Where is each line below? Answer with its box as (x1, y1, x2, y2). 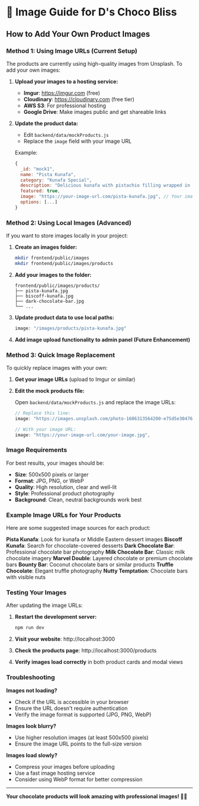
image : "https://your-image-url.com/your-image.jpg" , (14, 432, 150, 438)
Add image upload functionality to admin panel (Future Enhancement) (14, 336, 191, 343)
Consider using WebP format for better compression (14, 776, 143, 783)
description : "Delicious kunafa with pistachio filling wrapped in (20, 183, 191, 188)
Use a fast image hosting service (14, 769, 95, 776)
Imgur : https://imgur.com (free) (23, 89, 101, 97)
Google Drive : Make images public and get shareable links (23, 108, 167, 115)
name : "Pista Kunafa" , (20, 171, 76, 177)
